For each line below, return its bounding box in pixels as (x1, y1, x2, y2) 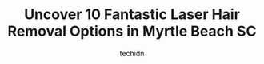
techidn (119, 48, 145, 58)
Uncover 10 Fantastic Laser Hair (24, 6, 240, 24)
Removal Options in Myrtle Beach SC (7, 22, 257, 40)
